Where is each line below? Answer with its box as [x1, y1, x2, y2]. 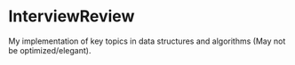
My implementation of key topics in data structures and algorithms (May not [8, 36, 286, 46]
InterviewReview [8, 6, 135, 27]
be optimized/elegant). [8, 45, 92, 55]
